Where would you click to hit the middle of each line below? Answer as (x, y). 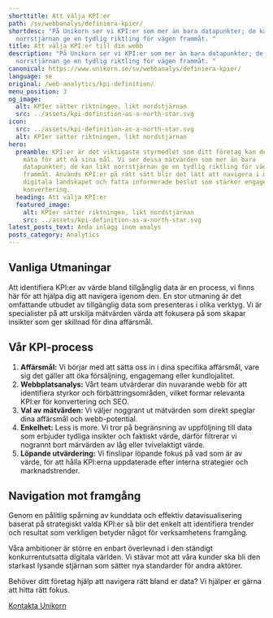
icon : (17, 122)
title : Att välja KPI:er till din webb (76, 46)
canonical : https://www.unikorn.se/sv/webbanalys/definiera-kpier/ (125, 69)
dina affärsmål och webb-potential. (79, 418)
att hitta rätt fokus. (39, 590)
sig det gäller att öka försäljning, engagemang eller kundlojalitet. (128, 375)
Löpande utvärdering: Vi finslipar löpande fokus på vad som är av (131, 453)
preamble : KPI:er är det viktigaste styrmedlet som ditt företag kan (136, 152)
